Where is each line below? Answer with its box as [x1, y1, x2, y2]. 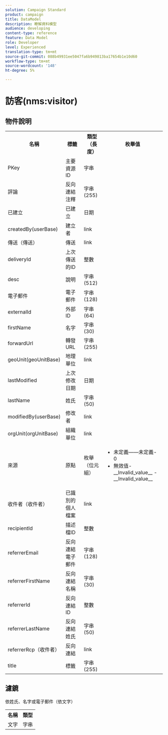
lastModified [7, 377, 37, 384]
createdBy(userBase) [7, 226, 58, 232]
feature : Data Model [5, 36, 48, 41]
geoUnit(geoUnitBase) [7, 356, 61, 363]
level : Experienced [5, 45, 46, 50]
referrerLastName [7, 625, 50, 632]
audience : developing [5, 26, 50, 31]
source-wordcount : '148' [5, 63, 57, 68]
